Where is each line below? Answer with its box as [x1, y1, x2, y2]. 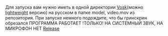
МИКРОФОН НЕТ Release [5, 25, 60, 31]
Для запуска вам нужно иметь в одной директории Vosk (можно [5, 4, 144, 10]
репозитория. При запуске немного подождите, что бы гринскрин [5, 15, 147, 20]
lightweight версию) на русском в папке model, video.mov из [5, 9, 135, 15]
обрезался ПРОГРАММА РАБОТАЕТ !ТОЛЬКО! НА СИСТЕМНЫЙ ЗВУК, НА [5, 20, 163, 26]
